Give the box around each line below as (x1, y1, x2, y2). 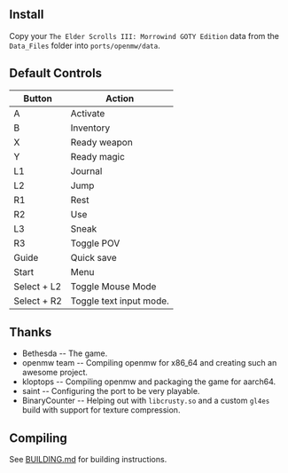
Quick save (70, 251, 117, 264)
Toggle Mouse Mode (70, 280, 157, 292)
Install (9, 7, 44, 22)
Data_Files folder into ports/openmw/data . (9, 40, 161, 51)
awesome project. (21, 367, 89, 378)
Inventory (70, 122, 111, 134)
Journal (70, 164, 103, 177)
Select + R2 (13, 295, 62, 307)
